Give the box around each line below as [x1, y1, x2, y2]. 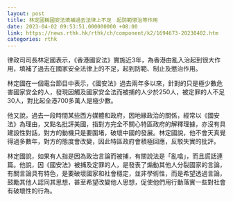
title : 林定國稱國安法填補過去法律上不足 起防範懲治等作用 [7, 17, 158, 24]
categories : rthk [7, 36, 58, 43]
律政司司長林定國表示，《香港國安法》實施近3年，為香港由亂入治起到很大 [7, 56, 215, 64]
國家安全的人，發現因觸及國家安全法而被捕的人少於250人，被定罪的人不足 [12, 88, 225, 96]
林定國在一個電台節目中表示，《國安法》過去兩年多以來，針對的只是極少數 [7, 79, 217, 87]
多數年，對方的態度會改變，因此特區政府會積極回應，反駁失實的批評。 [19, 137, 220, 146]
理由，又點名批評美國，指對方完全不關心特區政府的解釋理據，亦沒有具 [25, 120, 226, 128]
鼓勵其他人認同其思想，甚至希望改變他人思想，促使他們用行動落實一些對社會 [7, 178, 226, 186]
